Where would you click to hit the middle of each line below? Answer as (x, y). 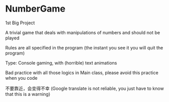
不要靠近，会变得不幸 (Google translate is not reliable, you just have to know (85, 88)
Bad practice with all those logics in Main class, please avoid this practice (82, 72)
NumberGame (35, 9)
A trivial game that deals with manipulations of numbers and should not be (83, 32)
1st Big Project (20, 23)
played (12, 38)
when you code (22, 78)
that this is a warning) (28, 94)
